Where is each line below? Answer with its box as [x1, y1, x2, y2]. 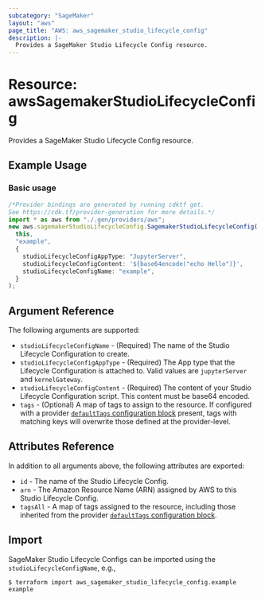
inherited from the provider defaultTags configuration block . [19, 510, 217, 520]
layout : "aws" [8, 19, 56, 27]
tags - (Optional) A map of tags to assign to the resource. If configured [19, 400, 252, 410]
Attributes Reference [8, 439, 115, 454]
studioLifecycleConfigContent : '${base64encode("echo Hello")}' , [22, 260, 244, 267]
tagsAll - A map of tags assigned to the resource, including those [19, 501, 236, 511]
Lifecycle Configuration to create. [19, 349, 130, 359]
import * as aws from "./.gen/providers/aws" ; [8, 216, 166, 224]
